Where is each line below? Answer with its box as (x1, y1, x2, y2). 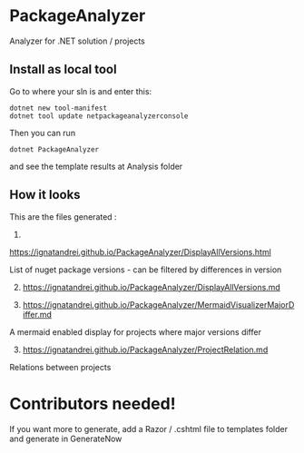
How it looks (9, 187, 81, 202)
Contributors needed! (9, 393, 176, 414)
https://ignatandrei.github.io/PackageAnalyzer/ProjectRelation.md (22, 344, 269, 355)
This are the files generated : (9, 211, 117, 222)
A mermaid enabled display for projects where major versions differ (9, 326, 261, 337)
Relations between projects (9, 361, 112, 372)
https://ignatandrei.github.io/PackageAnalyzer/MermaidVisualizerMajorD (22, 299, 295, 310)
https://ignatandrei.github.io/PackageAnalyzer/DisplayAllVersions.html (9, 246, 272, 257)
